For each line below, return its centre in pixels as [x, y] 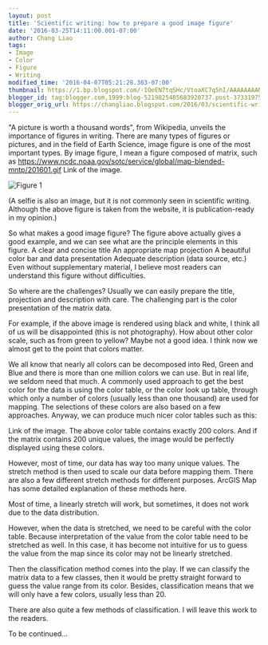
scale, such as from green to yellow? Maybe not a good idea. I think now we [133, 341]
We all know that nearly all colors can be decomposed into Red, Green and [131, 365]
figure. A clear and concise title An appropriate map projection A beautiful [130, 250]
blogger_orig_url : [39, 105]
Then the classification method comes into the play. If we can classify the [129, 569]
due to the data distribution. [54, 512]
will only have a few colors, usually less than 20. [87, 595]
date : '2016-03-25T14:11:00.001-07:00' [75, 30]
